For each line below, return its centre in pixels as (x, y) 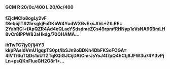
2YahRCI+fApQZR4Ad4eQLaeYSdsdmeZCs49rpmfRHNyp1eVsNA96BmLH (85, 29)
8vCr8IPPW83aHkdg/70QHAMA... (42, 34)
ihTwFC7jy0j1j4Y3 (25, 45)
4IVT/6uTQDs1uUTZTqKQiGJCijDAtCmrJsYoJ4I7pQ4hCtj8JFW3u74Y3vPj (85, 56)
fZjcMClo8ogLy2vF (26, 18)
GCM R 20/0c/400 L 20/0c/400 (39, 7)
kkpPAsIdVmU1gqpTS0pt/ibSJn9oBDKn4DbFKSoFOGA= (66, 50)
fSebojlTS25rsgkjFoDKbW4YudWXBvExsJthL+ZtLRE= (64, 24)
